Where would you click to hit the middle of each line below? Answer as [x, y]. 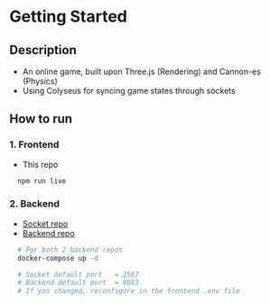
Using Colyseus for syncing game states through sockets [129, 91]
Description [43, 50]
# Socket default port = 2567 [79, 274]
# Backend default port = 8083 [79, 283]
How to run [41, 119]
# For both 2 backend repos [70, 250]
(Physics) [40, 81]
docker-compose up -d [58, 258]
